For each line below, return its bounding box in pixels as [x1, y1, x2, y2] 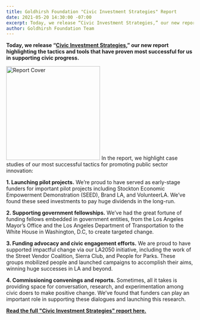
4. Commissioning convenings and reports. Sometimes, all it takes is [6, 276, 177, 284]
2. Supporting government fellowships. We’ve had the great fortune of [6, 209, 182, 216]
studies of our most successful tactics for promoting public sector [6, 161, 168, 168]
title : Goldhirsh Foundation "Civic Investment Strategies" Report [6, 8, 177, 15]
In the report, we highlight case [101, 154, 178, 161]
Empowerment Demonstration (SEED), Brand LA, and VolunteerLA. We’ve [6, 191, 186, 198]
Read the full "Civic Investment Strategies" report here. [6, 307, 147, 315]
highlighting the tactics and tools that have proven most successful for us [6, 48, 192, 55]
